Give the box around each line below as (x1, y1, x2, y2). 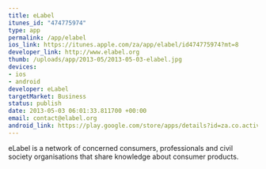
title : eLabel (8, 11, 55, 20)
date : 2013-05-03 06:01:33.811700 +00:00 (8, 107, 147, 115)
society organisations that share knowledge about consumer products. (8, 152, 239, 161)
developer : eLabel (8, 84, 69, 93)
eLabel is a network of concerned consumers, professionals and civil (8, 143, 234, 152)
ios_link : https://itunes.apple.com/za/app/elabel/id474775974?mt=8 (8, 41, 239, 49)
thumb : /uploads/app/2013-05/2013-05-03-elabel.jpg (8, 56, 182, 64)
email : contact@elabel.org (8, 115, 97, 122)
